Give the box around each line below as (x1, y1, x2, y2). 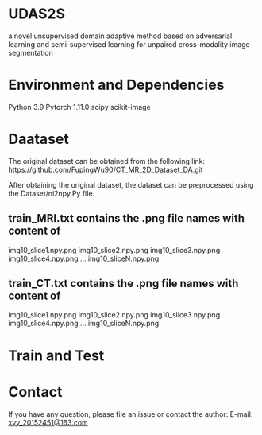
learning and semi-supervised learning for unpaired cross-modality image (8, 39, 250, 49)
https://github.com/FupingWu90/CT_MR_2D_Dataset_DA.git (8, 165, 204, 174)
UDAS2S (8, 5, 66, 23)
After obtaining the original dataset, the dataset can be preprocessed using (8, 180, 254, 189)
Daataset (8, 130, 69, 148)
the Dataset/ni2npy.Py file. (8, 188, 95, 198)
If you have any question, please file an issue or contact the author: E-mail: (8, 409, 253, 418)
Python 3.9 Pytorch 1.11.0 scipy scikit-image (8, 102, 151, 111)
